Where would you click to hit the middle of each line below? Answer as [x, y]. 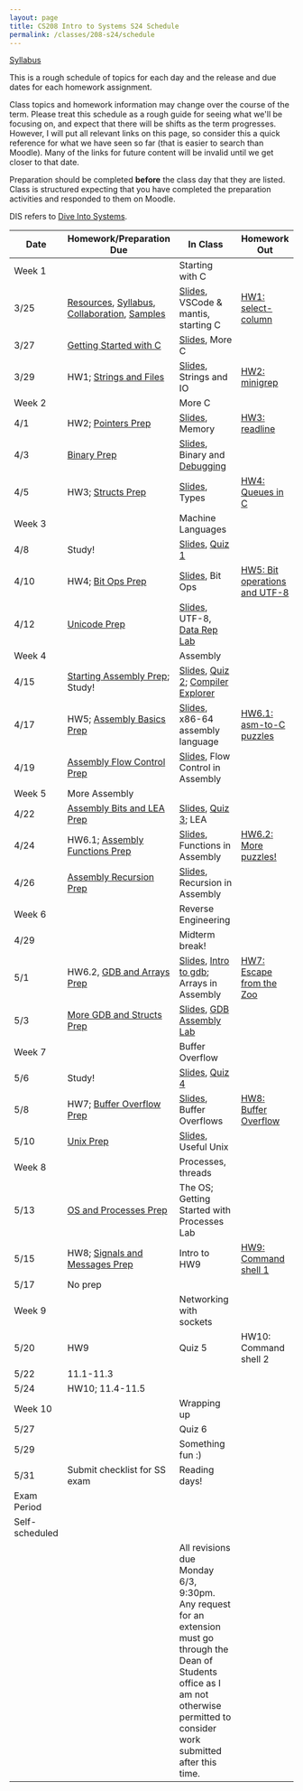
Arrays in [198, 984]
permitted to [205, 1717]
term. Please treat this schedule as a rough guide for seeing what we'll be [146, 115]
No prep [84, 1285]
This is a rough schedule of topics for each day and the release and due [143, 78]
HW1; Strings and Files [116, 378]
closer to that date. [44, 163]
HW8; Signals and [105, 1254]
